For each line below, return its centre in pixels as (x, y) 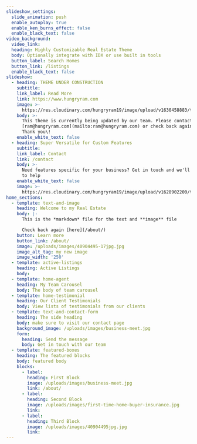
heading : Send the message (55, 339)
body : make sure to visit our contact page (71, 323)
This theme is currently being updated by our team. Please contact (107, 121)
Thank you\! (36, 132)
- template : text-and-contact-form (55, 312)
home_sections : (25, 198)
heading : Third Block (54, 421)
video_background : (28, 39)
